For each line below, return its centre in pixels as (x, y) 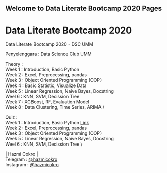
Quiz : (11, 117)
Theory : (14, 64)
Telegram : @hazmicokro (31, 159)
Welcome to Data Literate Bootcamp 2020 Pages (84, 8)
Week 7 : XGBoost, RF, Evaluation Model (47, 102)
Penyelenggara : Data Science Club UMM (49, 54)
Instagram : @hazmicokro (32, 165)
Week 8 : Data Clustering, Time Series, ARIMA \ (55, 107)
